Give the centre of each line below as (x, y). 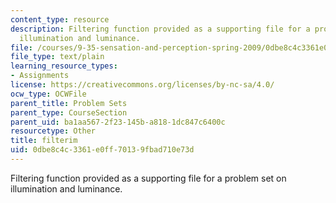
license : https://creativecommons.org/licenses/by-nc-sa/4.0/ (142, 85)
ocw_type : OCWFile (48, 94)
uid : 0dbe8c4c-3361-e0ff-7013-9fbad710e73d (102, 150)
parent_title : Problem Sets (69, 103)
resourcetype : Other (53, 131)
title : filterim (44, 141)
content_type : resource (60, 19)
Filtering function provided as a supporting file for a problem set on (148, 178)
